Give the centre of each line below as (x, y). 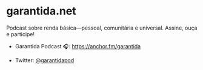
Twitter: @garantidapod (45, 60)
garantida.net (42, 11)
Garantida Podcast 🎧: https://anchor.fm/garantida (78, 46)
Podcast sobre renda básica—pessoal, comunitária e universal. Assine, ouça (102, 28)
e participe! (21, 34)
